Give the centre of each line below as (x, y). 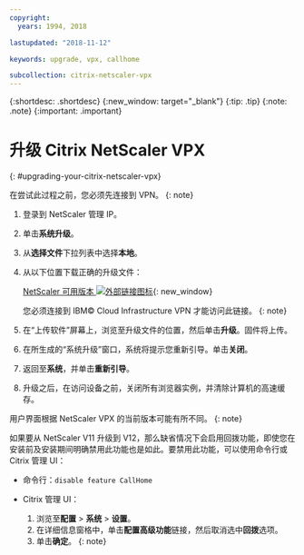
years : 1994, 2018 (53, 26)
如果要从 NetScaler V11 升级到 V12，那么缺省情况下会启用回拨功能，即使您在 (152, 438)
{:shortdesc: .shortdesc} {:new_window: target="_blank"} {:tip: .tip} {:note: (148, 102)
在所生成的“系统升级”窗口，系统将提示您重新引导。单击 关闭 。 (137, 350)
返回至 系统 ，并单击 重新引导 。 (78, 369)
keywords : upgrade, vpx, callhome (75, 59)
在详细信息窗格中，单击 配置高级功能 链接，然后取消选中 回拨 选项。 (159, 530)
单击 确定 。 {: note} (71, 541)
